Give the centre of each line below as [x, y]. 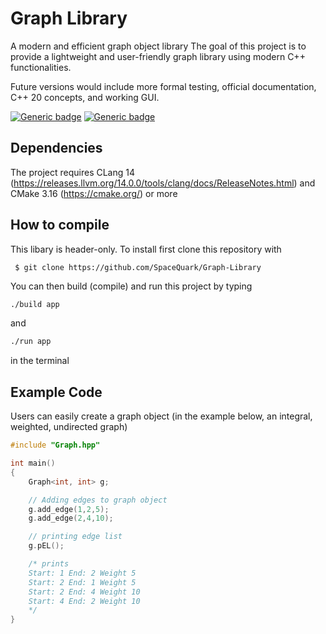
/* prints [49, 564]
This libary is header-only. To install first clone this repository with [146, 249]
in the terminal [40, 361]
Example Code [56, 392]
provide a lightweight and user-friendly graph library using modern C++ [158, 56]
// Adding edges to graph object [98, 500]
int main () [33, 463]
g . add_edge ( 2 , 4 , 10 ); [71, 518]
